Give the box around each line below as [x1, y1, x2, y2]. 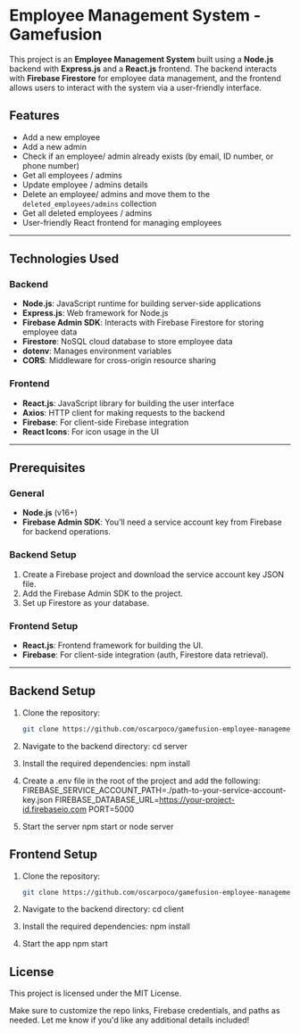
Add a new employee [21, 131, 101, 143]
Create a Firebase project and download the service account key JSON [21, 568, 284, 580]
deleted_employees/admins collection [21, 198, 157, 209]
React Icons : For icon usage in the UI [21, 426, 159, 437]
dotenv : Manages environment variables [21, 345, 172, 357]
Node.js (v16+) [21, 508, 79, 518]
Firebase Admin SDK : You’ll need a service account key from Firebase [21, 517, 283, 527]
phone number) [21, 160, 80, 170]
